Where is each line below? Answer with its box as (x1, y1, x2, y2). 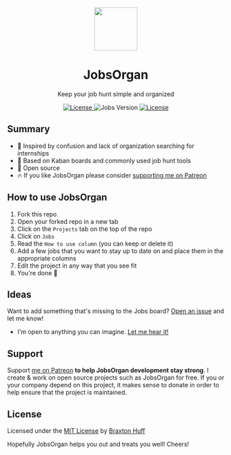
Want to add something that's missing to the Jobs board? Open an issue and (7, 307, 224, 315)
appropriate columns (17, 254, 77, 262)
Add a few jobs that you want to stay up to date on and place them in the (17, 246, 224, 255)
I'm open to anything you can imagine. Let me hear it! (17, 328, 169, 336)
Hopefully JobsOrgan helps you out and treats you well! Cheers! (7, 440, 190, 448)
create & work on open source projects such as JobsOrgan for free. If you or (7, 373, 225, 382)
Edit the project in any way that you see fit (17, 261, 137, 270)
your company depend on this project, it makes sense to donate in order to (7, 381, 219, 389)
